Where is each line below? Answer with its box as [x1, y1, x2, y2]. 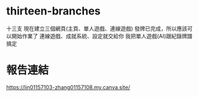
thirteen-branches [6, 4, 101, 18]
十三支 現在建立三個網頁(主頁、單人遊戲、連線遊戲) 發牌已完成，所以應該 [6, 25, 188, 32]
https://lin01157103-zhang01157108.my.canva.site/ [6, 83, 131, 91]
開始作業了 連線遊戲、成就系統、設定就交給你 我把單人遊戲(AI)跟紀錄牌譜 [11, 32, 193, 40]
